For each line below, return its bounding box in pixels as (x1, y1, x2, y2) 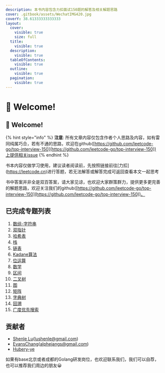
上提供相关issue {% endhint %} (5, 152, 69, 158)
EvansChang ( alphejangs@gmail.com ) (12, 341, 89, 347)
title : (10, 39, 24, 44)
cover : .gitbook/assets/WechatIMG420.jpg (5, 12, 92, 17)
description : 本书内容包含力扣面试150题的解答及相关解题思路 (5, 7, 118, 12)
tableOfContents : (10, 57, 46, 62)
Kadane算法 (12, 251, 37, 258)
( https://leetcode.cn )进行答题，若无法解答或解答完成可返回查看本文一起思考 (5, 168, 159, 174)
